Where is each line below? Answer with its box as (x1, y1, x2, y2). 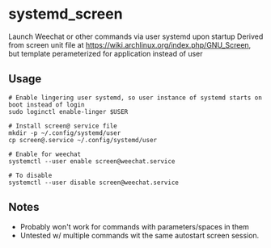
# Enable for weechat (8, 150, 82, 158)
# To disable (8, 171, 53, 179)
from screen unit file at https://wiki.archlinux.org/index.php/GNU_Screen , (8, 40, 252, 49)
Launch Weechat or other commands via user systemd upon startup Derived (8, 32, 264, 41)
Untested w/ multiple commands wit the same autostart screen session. (19, 230, 260, 240)
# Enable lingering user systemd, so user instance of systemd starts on (8, 94, 263, 102)
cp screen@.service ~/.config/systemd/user (8, 136, 158, 144)
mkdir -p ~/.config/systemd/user (8, 128, 121, 137)
